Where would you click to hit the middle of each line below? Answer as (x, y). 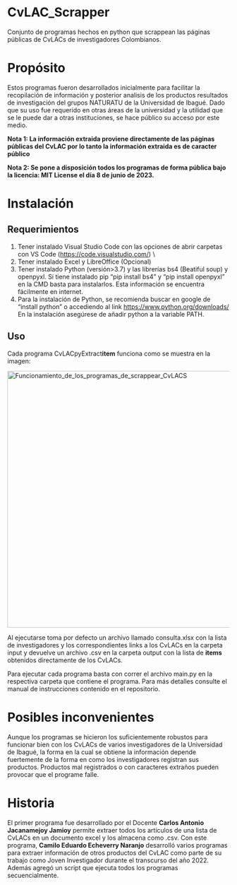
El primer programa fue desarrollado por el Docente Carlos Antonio (106, 822)
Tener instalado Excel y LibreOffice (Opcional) (84, 262)
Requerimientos (43, 229)
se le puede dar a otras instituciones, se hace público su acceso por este (114, 117)
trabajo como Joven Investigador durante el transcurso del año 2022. (108, 860)
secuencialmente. (33, 875)
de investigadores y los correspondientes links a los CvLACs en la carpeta (115, 645)
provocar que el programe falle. (53, 774)
